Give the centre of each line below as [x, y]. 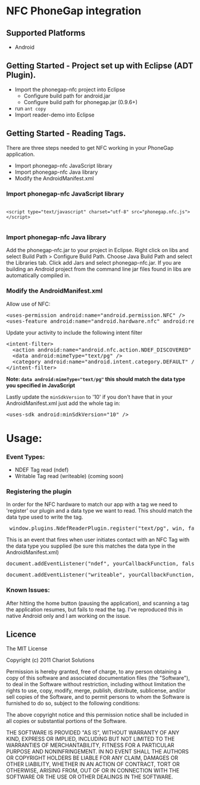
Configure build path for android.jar [67, 96]
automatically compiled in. [38, 275]
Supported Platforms [46, 33]
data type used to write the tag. [45, 517]
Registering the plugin [39, 491]
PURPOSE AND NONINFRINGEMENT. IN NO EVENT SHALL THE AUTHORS [98, 752]
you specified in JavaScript [41, 385]
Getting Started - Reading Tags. [66, 134]
